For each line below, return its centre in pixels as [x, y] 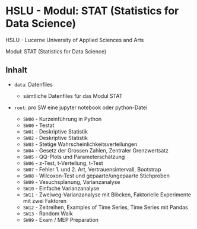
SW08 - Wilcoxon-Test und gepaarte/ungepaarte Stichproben [96, 176]
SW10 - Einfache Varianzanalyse [61, 188]
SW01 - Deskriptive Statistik [55, 131]
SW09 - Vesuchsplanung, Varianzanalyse [72, 182]
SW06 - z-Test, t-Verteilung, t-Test [63, 163]
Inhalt [16, 70]
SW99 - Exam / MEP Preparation [61, 220]
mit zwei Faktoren [45, 201]
